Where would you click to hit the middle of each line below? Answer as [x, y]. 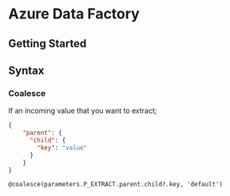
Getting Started [48, 44]
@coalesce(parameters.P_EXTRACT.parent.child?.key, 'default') [116, 185]
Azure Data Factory [74, 14]
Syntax [26, 70]
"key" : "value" [62, 148]
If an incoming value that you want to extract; [83, 111]
